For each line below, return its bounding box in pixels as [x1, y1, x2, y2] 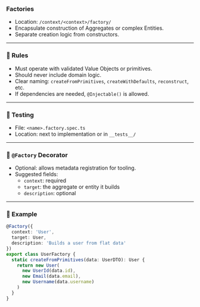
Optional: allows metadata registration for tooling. [14, 164, 136, 171]
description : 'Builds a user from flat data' [11, 240, 127, 246]
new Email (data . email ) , [21, 273, 82, 280]
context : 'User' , [11, 229, 55, 235]
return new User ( [17, 262, 60, 268]
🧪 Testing [6, 111, 35, 119]
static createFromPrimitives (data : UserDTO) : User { [11, 256, 145, 263]
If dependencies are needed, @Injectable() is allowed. [14, 90, 149, 97]
